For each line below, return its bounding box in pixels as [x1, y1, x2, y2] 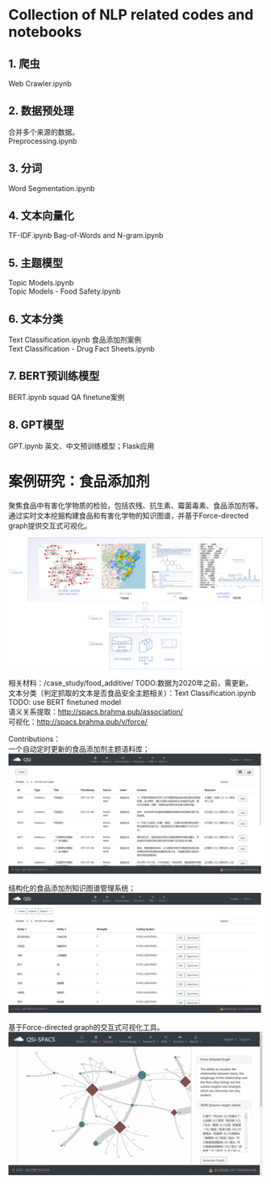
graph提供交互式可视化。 [8, 520, 92, 530]
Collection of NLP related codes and [8, 6, 254, 24]
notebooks [8, 23, 82, 41]
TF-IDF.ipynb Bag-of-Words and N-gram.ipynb [8, 231, 164, 240]
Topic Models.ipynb [8, 278, 74, 288]
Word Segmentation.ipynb [8, 183, 95, 193]
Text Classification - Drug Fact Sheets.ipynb [8, 344, 155, 354]
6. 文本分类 [8, 312, 64, 326]
